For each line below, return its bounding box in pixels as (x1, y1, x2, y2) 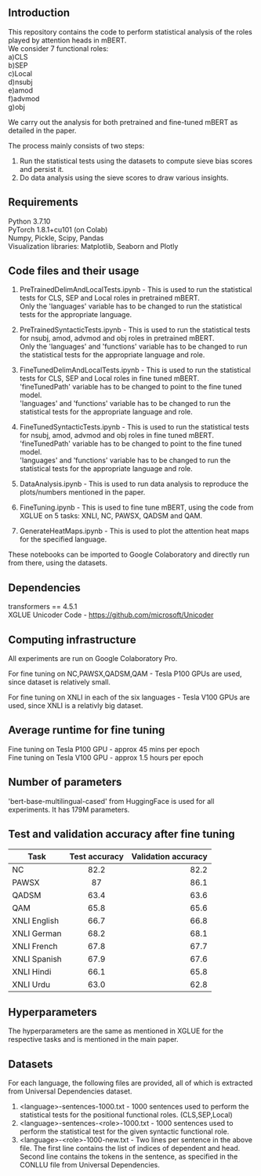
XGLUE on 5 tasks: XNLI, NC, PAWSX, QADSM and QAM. (19, 511, 202, 520)
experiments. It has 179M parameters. (8, 805, 130, 814)
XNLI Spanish (12, 953, 63, 964)
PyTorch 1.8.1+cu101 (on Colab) (8, 225, 108, 234)
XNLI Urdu (12, 979, 51, 990)
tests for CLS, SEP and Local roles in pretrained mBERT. (19, 294, 200, 303)
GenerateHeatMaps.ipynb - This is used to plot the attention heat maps (19, 526, 249, 536)
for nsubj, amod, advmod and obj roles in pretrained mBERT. (19, 334, 215, 343)
